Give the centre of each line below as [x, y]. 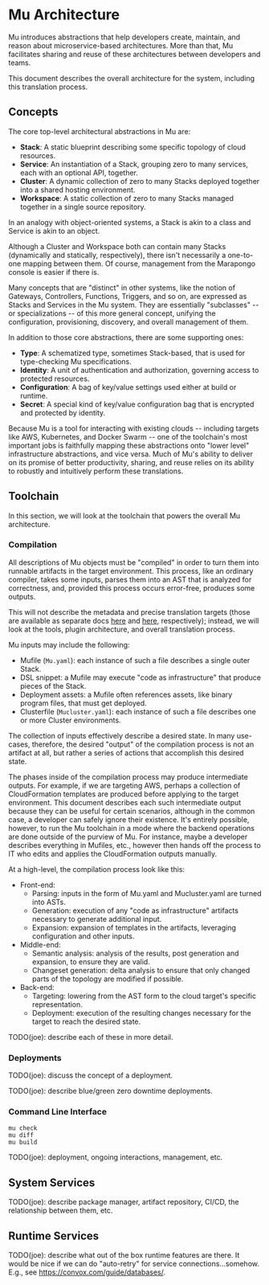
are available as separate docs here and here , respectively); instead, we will [134, 620]
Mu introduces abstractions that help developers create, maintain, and [124, 37]
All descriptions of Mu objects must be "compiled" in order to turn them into [134, 562]
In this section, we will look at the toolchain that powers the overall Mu [124, 515]
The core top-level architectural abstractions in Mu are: [100, 131]
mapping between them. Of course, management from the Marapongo [139, 264]
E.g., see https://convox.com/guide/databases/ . [87, 1272]
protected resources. [55, 379]
